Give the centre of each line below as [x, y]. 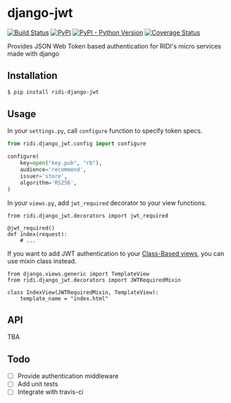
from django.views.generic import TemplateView [79, 274]
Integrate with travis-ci [50, 392]
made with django [33, 54]
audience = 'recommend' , [53, 170]
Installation [32, 76]
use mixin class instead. [42, 261]
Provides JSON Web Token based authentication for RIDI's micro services [114, 46]
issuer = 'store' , [44, 176]
